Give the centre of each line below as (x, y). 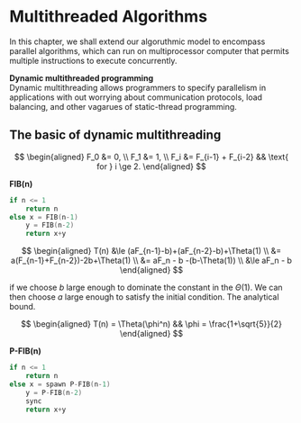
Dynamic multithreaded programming (82, 77)
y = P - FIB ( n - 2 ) (54, 392)
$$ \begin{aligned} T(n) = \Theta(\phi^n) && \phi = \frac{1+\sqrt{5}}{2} (151, 324)
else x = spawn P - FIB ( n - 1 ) (60, 384)
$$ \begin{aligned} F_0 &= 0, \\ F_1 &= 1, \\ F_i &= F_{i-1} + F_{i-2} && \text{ (151, 157)
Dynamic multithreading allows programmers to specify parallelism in (138, 87)
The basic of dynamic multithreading (115, 135)
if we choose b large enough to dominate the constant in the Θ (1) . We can (146, 288)
